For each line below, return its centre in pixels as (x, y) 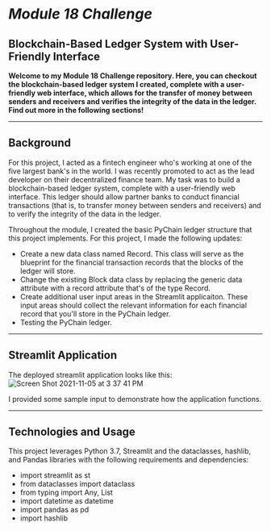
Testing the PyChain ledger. (66, 322)
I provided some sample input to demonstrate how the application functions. (135, 399)
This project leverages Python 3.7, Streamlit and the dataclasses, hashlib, (130, 451)
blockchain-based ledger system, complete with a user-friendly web (122, 188)
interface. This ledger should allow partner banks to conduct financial (124, 197)
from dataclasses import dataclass (77, 484)
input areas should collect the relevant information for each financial (133, 305)
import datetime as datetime (67, 501)
